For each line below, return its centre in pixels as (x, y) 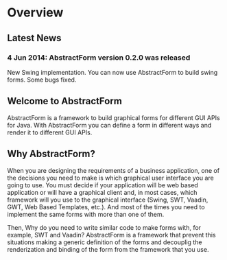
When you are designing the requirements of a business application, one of (113, 170)
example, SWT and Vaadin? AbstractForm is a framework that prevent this (111, 235)
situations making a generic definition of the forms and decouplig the (105, 242)
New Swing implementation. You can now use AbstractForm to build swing (112, 72)
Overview (35, 13)
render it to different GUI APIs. (50, 132)
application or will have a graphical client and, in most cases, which (102, 192)
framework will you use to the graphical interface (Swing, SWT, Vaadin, (108, 200)
